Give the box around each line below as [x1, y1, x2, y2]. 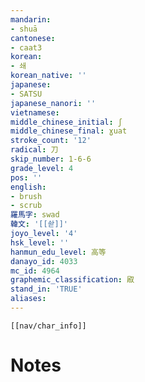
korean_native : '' [10, 71, 87, 81]
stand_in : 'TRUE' [10, 284, 83, 295]
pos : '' [10, 172, 43, 183]
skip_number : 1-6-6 [10, 154, 92, 164]
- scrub [10, 201, 43, 211]
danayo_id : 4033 [10, 256, 78, 266]
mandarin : [10, 14, 52, 25]
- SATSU [10, 89, 43, 99]
